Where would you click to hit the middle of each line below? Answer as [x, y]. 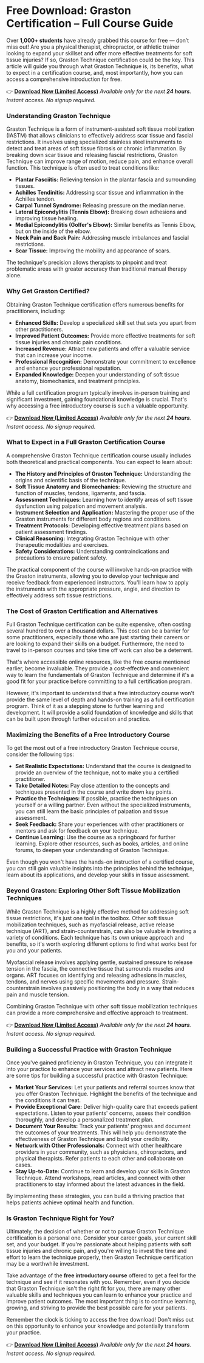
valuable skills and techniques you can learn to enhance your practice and [99, 1295]
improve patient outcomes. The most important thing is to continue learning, [101, 1302]
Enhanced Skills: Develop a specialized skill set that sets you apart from [105, 322]
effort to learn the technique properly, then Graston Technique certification [100, 1257]
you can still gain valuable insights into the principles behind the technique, [100, 869]
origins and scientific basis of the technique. [70, 480]
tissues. [25, 186]
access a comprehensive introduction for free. [64, 79]
